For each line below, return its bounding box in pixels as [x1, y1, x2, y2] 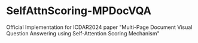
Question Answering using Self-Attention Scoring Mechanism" [6, 29, 160, 37]
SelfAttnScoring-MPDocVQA [6, 4, 151, 18]
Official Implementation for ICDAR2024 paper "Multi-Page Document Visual [6, 24, 193, 31]
